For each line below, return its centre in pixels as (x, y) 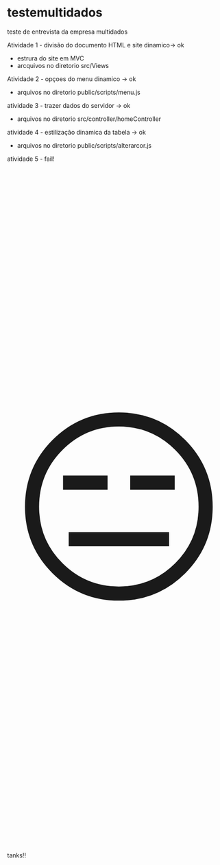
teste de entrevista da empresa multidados (68, 32)
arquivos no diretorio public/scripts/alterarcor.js (84, 145)
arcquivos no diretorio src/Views (63, 65)
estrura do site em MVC (50, 58)
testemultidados (55, 13)
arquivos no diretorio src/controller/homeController (89, 119)
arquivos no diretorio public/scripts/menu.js (78, 92)
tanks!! (16, 855)
